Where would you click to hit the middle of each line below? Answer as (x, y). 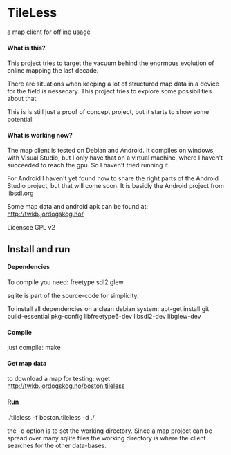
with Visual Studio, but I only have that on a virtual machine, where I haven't (115, 158)
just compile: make (34, 348)
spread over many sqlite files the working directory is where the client (107, 438)
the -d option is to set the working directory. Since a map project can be (110, 431)
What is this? (27, 48)
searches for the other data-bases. (57, 445)
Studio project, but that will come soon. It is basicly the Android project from (116, 186)
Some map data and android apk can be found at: (78, 207)
